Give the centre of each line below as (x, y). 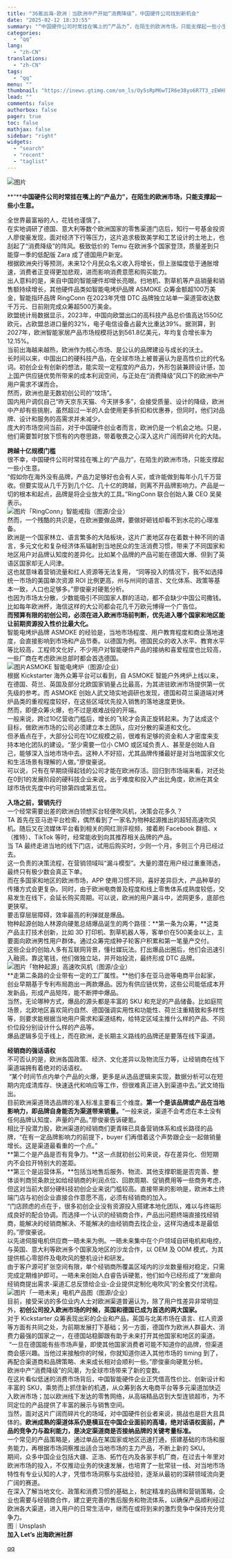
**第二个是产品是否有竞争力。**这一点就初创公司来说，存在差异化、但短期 (113, 1154)
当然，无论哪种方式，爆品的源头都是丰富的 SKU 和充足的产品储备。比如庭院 (115, 1001)
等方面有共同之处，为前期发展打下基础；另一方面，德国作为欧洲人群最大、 (113, 1327)
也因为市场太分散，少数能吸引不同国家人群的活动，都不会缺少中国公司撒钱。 (116, 597)
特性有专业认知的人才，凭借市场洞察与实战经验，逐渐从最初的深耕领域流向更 (116, 1474)
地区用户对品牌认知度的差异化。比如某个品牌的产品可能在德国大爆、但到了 (113, 554)
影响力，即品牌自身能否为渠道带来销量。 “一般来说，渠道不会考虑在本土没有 (115, 1111)
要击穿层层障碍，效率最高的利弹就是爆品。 (68, 915)
